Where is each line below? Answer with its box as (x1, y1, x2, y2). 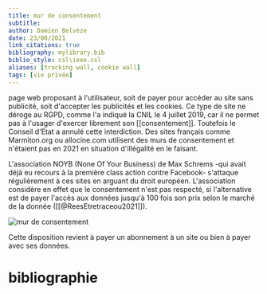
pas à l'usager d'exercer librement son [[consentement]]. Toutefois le (8, 118, 237, 127)
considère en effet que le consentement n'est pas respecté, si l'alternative (8, 184, 253, 194)
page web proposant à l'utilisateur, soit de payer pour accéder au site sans (8, 92, 253, 102)
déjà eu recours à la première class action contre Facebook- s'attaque (8, 167, 239, 177)
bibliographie (8, 269, 98, 287)
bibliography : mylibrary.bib (8, 49, 105, 57)
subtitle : (8, 19, 41, 27)
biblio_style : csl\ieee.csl (8, 57, 102, 65)
